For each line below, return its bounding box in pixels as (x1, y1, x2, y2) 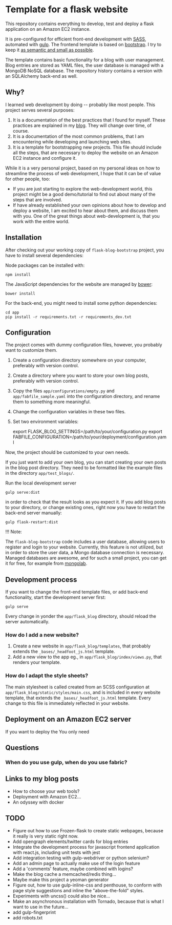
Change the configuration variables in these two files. (12, 409, 126, 415)
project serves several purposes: (5, 107, 75, 113)
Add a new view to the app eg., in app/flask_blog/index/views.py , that (12, 654, 162, 660)
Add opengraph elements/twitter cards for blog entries (12, 838, 128, 845)
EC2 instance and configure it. (12, 155, 77, 161)
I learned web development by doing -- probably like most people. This (5, 101, 155, 108)
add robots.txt (12, 914, 43, 920)
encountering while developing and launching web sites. (12, 138, 132, 144)
